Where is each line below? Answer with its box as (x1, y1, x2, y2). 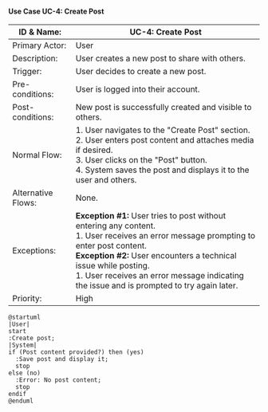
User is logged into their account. (75, 84, 200, 95)
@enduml (8, 397, 34, 406)
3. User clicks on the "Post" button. (75, 155, 207, 166)
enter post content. (75, 240, 148, 251)
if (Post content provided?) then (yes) (8, 348, 145, 356)
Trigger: (12, 66, 42, 77)
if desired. (75, 144, 113, 155)
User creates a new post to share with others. (75, 53, 246, 64)
